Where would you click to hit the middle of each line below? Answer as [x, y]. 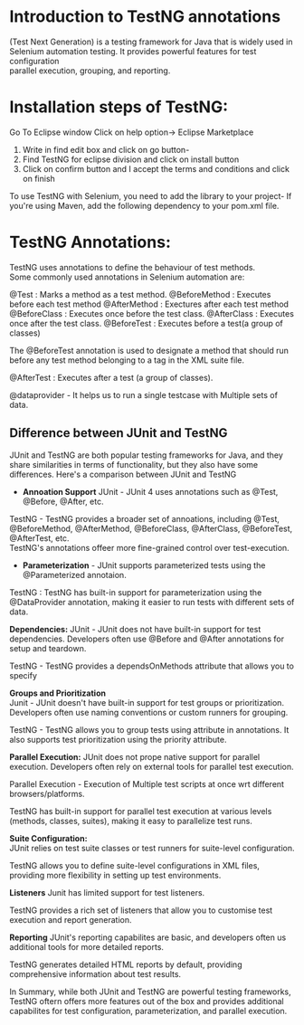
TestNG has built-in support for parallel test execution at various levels [141, 811]
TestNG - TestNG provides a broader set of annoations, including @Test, [145, 518]
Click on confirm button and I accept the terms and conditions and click [156, 168]
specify [24, 675]
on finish [39, 178]
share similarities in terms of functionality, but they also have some [134, 464]
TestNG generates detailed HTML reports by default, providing [126, 964]
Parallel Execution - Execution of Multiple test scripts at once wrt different [147, 783]
